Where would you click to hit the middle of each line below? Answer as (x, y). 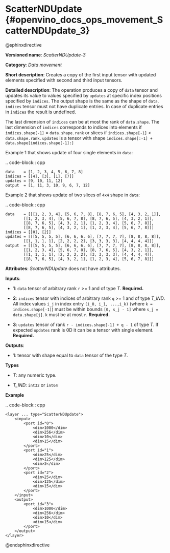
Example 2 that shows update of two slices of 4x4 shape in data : (73, 195)
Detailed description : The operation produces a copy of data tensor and (82, 90)
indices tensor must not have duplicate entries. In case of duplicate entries (84, 106)
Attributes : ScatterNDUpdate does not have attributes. (63, 268)
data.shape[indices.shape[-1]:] (40, 143)
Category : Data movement (34, 65)
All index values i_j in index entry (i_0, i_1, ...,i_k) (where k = (83, 303)
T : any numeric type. (34, 375)
